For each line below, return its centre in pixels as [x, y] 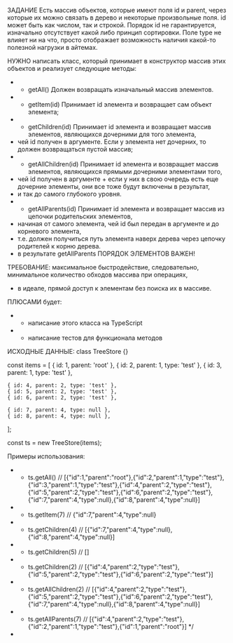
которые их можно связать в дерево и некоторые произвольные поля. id [116, 18]
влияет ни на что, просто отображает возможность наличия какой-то [112, 40]
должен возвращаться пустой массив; [75, 149]
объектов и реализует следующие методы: [72, 68]
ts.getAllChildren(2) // [59, 589]
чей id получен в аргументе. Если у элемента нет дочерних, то [112, 142]
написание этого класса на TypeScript [85, 323]
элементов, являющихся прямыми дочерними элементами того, [125, 172]
